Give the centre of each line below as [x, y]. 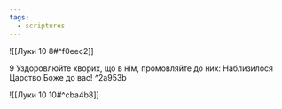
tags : [19, 17]
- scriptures [41, 26]
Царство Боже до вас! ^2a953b [68, 77]
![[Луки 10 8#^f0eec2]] [52, 51]
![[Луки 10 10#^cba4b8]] [54, 95]
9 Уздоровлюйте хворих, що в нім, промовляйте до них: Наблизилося [141, 68]
